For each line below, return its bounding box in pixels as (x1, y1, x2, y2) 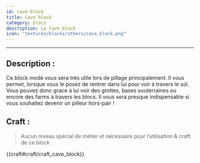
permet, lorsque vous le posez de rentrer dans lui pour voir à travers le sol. (6, 80, 189, 87)
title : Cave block (6, 14, 52, 20)
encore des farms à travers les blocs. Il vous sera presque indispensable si (6, 93, 189, 100)
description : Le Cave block (6, 25, 76, 32)
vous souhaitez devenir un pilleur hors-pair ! (6, 99, 115, 106)
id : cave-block (6, 8, 44, 15)
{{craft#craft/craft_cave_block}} (6, 150, 85, 158)
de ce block (20, 139, 50, 146)
